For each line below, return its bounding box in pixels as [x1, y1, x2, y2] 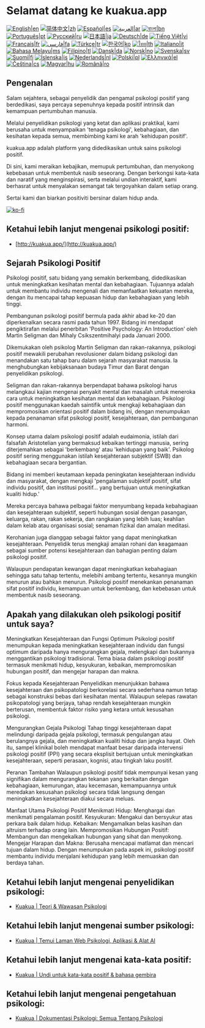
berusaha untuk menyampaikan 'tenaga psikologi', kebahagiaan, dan [6, 125, 179, 133]
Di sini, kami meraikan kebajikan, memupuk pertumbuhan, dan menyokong [6, 162, 195, 170]
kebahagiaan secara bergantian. [6, 459, 88, 466]
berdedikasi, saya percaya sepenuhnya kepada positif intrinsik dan [6, 101, 175, 108]
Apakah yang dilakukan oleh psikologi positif [6, 609, 182, 619]
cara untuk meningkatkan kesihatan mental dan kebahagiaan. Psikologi [6, 394, 185, 402]
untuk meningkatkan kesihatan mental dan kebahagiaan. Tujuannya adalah [6, 281, 194, 288]
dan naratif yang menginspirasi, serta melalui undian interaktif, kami [6, 176, 177, 183]
